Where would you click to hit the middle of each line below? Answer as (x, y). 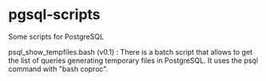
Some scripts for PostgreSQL (56, 37)
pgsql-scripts (55, 15)
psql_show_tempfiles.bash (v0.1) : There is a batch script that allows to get (131, 52)
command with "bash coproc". (58, 68)
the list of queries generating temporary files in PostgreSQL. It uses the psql (133, 60)
